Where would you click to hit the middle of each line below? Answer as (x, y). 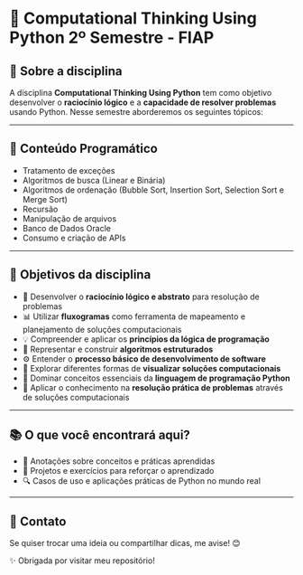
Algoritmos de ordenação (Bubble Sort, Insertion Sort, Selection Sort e (153, 190)
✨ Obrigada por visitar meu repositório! (82, 561)
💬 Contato (38, 521)
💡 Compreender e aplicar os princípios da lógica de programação (146, 339)
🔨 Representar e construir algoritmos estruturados (118, 349)
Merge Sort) (45, 199)
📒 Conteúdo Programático (83, 149)
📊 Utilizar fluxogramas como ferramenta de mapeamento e (134, 316)
